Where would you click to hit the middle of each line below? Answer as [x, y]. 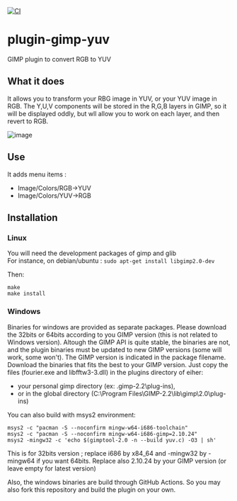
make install [27, 294]
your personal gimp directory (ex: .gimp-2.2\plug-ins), [96, 385]
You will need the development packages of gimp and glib [92, 253]
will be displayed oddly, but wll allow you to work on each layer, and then [114, 113]
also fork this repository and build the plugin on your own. [92, 490]
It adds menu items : [37, 174]
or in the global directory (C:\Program [72, 393]
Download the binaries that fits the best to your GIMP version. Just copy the [118, 364]
